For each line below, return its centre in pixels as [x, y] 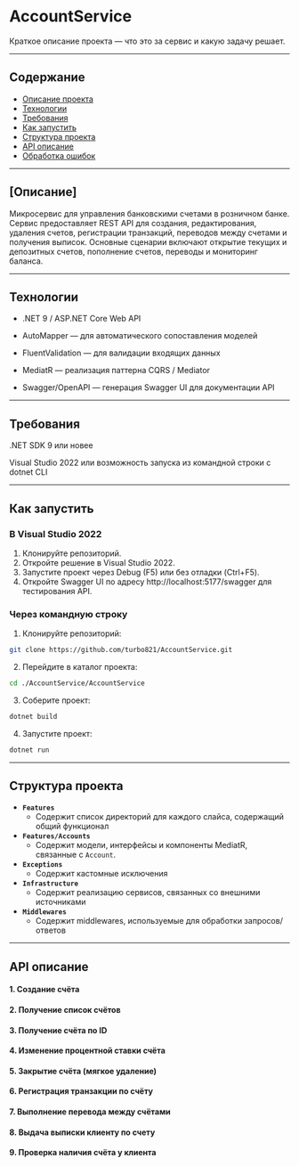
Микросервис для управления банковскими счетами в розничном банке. [149, 213]
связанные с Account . [76, 855]
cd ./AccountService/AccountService [77, 683]
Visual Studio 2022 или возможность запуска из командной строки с [140, 463]
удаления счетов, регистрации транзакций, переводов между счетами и [148, 232]
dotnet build [33, 716]
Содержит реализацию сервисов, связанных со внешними [148, 893]
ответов [51, 930]
